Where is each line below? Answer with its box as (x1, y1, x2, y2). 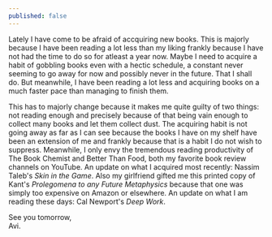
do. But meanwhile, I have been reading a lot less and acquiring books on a (8, 77, 260, 87)
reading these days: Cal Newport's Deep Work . (8, 196, 166, 206)
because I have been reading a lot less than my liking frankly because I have (8, 42, 264, 53)
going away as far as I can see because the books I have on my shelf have (8, 127, 257, 137)
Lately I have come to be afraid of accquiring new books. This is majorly (8, 34, 249, 44)
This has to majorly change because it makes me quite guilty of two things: (8, 101, 260, 111)
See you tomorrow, (8, 212, 72, 222)
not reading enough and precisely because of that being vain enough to (8, 110, 248, 120)
